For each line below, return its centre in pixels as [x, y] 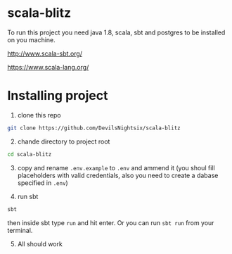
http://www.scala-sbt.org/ [45, 53]
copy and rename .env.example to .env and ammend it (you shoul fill [116, 167]
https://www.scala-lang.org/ [48, 67]
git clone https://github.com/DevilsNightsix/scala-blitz [94, 128]
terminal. [20, 230]
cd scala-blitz [30, 154]
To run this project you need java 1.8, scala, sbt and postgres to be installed [116, 32]
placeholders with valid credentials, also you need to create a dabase [118, 175]
